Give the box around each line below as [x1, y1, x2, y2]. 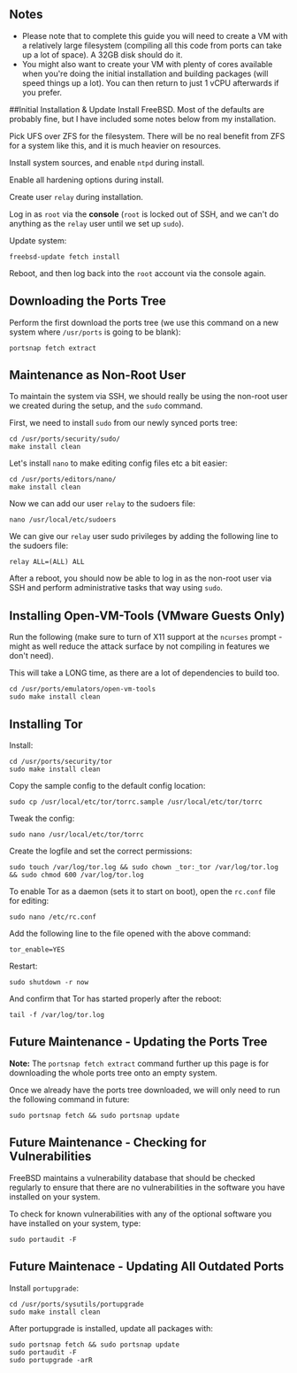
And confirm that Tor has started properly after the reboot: [9, 993, 223, 1004]
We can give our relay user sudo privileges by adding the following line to [9, 531, 278, 542]
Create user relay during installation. [9, 191, 144, 202]
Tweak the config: [9, 814, 75, 824]
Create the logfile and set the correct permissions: [9, 845, 193, 857]
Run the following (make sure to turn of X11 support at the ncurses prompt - [9, 632, 283, 643]
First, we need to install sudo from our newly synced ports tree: [9, 418, 238, 428]
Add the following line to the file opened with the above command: [9, 929, 251, 939]
